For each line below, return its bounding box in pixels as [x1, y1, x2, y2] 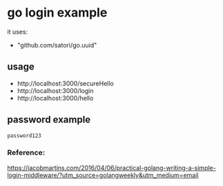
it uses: [7, 28, 28, 36]
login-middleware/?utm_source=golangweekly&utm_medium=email [7, 171, 199, 179]
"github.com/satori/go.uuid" [17, 41, 97, 49]
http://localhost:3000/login [17, 86, 94, 94]
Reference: [7, 148, 46, 158]
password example [7, 114, 91, 125]
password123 [7, 132, 41, 139]
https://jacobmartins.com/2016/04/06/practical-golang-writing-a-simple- [7, 163, 216, 172]
